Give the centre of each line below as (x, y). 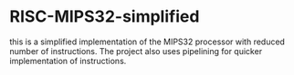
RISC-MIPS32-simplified (105, 17)
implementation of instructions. (68, 61)
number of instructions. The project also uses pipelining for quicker (136, 51)
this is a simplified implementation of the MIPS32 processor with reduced (147, 42)
